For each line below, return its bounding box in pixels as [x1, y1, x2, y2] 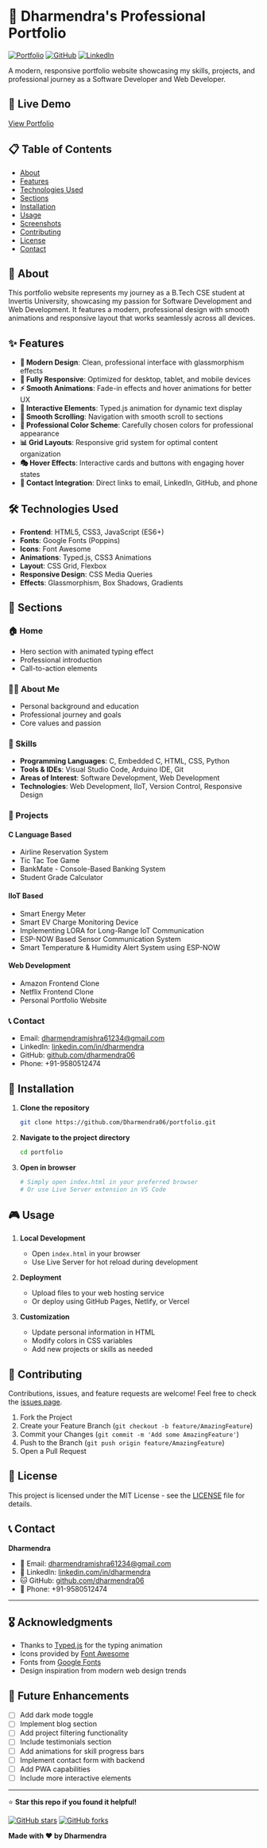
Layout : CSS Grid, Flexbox [19, 561, 107, 570]
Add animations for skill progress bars [19, 1746, 145, 1756]
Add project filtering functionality [19, 1728, 129, 1738]
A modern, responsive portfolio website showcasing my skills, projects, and [8, 65, 256, 75]
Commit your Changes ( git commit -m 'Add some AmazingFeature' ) [19, 1429, 240, 1440]
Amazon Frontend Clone [19, 979, 100, 988]
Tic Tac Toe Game [19, 856, 80, 865]
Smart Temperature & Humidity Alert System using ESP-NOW [19, 943, 221, 952]
